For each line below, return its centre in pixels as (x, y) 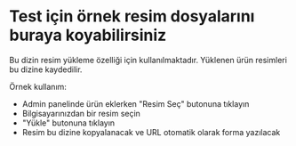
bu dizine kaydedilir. (46, 69)
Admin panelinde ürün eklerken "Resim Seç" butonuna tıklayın (136, 103)
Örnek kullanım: (38, 86)
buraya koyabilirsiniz (88, 35)
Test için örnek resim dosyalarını (132, 16)
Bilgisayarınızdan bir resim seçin (81, 113)
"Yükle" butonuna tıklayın (68, 123)
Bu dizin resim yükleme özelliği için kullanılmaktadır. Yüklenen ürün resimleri (148, 60)
